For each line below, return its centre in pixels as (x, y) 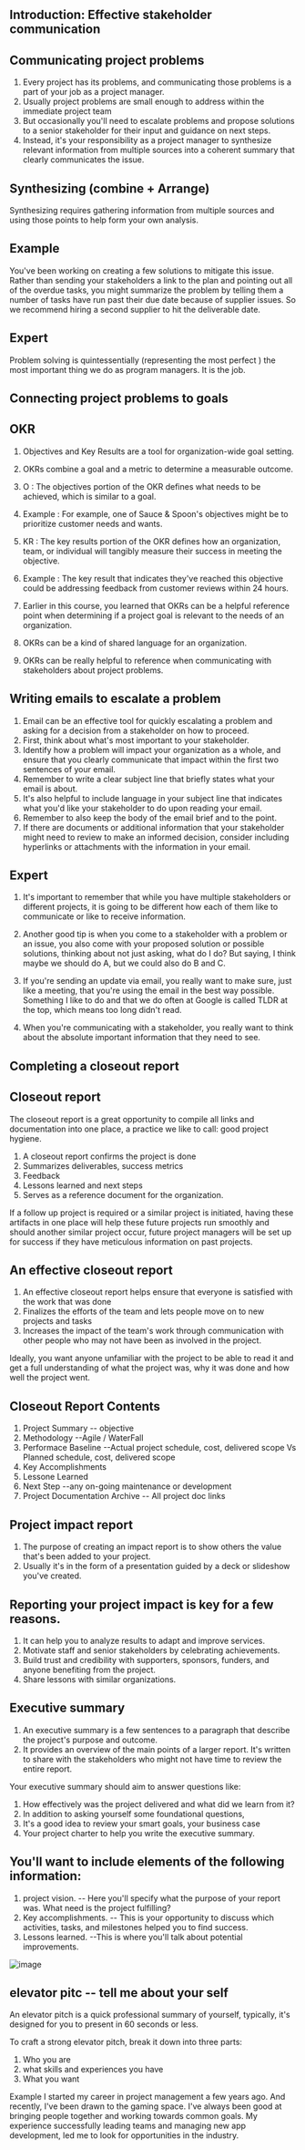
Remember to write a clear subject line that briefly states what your (148, 779)
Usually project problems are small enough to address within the (143, 102)
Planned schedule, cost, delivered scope (99, 1457)
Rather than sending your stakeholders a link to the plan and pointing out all (151, 280)
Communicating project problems (107, 60)
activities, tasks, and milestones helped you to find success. (135, 1927)
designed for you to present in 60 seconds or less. (104, 2024)
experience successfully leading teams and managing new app (128, 2126)
